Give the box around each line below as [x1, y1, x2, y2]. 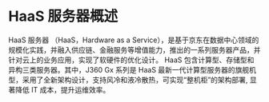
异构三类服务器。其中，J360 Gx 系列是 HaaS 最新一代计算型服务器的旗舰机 [8, 65, 257, 74]
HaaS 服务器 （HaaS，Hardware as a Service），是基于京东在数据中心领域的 [8, 35, 259, 45]
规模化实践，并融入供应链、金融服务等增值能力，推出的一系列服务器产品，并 [8, 45, 261, 54]
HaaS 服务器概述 [8, 7, 118, 25]
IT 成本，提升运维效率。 [30, 84, 110, 94]
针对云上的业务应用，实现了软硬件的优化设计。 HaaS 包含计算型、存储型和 [8, 55, 255, 65]
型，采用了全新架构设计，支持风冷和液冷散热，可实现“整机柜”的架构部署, [8, 75, 248, 84]
